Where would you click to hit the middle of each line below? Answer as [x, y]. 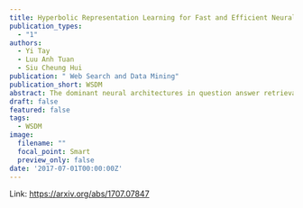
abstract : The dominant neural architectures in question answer [134, 93]
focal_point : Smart [54, 151]
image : [22, 135]
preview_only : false [56, 160]
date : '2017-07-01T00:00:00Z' [66, 168]
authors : [26, 43]
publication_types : [46, 26]
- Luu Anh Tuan [46, 59]
